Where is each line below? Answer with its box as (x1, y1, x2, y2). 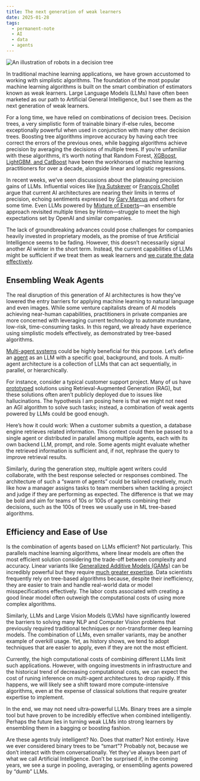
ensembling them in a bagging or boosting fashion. (6, 724, 131, 731)
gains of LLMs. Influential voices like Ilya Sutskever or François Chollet (6, 182, 179, 189)
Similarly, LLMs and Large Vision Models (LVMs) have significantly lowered (6, 612, 191, 619)
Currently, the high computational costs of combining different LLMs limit (6, 655, 186, 662)
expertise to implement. (6, 693, 64, 701)
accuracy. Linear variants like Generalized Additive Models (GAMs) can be (6, 562, 189, 569)
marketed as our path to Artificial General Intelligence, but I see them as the (6, 95, 192, 102)
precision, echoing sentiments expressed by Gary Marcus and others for (6, 195, 184, 203)
